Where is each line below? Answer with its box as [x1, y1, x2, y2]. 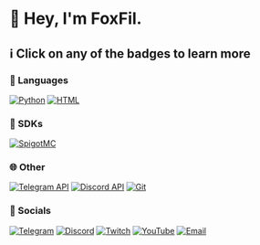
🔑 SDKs [9, 117, 44, 130]
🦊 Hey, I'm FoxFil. [9, 8, 142, 29]
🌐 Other [9, 161, 46, 174]
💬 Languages [9, 73, 68, 86]
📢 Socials [9, 205, 52, 218]
